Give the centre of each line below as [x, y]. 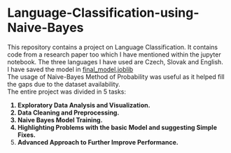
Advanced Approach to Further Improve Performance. [98, 142]
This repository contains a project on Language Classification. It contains [113, 47]
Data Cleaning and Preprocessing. [68, 112]
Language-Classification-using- [103, 13]
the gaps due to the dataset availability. [64, 84]
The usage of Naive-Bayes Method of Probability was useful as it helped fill [116, 76]
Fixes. [27, 135]
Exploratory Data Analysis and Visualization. [84, 105]
